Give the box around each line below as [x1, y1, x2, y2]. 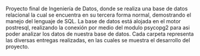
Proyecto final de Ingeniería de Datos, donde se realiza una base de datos [5, 5, 188, 12]
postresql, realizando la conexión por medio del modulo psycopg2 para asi [5, 24, 190, 31]
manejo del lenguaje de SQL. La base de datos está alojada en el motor [5, 18, 181, 24]
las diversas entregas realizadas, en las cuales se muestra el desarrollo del [5, 37, 190, 43]
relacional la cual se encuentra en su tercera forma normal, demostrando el [5, 11, 192, 18]
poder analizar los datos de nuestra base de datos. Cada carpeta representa [5, 30, 194, 38]
